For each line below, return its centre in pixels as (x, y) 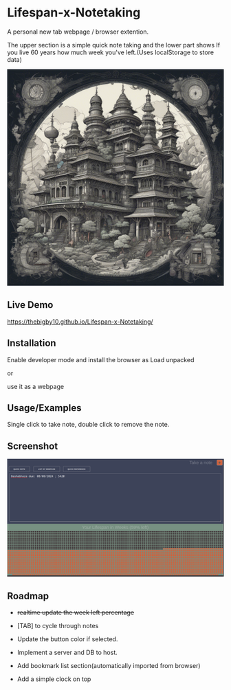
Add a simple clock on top (54, 679)
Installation (32, 343)
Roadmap (28, 596)
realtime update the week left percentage (76, 612)
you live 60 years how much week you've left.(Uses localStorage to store (111, 52)
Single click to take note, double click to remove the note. (88, 425)
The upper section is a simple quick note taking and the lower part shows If (114, 45)
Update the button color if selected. (67, 639)
